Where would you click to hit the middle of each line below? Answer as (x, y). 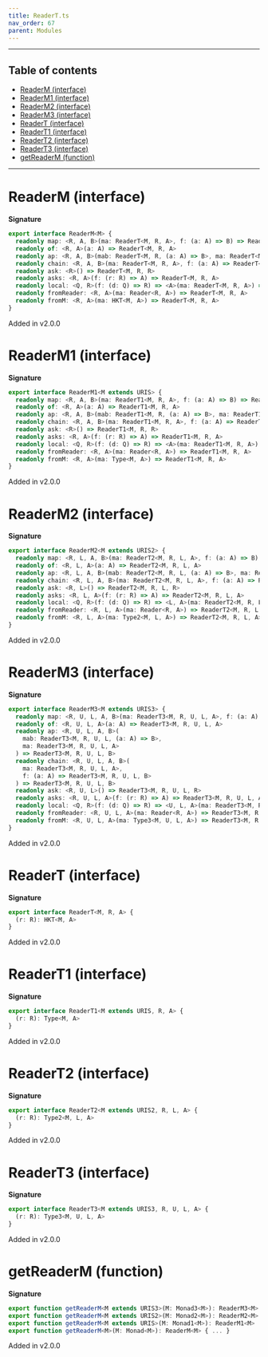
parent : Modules (35, 30)
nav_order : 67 (32, 23)
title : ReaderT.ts (39, 16)
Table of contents (53, 70)
